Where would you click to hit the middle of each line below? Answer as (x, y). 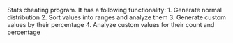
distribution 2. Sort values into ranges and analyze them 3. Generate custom (117, 17)
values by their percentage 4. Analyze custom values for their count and (111, 25)
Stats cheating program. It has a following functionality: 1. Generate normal (114, 10)
